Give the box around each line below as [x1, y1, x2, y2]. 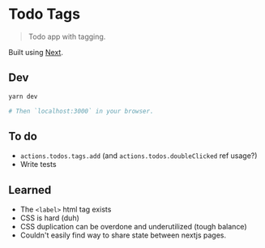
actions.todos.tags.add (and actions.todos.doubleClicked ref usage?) [19, 151, 258, 160]
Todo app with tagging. [28, 32, 106, 41]
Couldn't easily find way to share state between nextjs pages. [19, 230, 227, 240]
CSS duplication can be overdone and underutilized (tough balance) [19, 222, 247, 232]
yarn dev [8, 92, 38, 100]
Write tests [19, 160, 57, 169]
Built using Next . [8, 47, 63, 57]
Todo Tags [8, 5, 81, 24]
